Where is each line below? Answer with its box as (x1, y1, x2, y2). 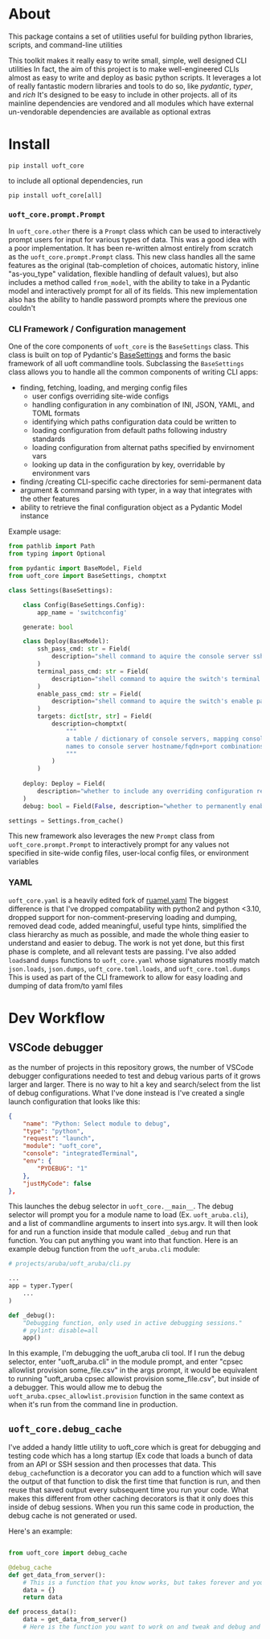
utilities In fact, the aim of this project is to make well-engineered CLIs (8, 64, 239, 73)
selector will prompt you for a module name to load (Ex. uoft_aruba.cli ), (8, 1210, 249, 1220)
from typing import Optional (8, 550, 106, 558)
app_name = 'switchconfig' (37, 609, 128, 617)
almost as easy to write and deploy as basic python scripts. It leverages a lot (8, 72, 261, 82)
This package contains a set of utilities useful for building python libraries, (8, 31, 253, 41)
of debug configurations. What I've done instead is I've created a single (8, 1088, 245, 1097)
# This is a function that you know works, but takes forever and (22, 1579, 250, 1587)
